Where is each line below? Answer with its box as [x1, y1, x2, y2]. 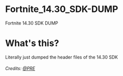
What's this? [5, 37, 59, 49]
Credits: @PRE [5, 65, 35, 71]
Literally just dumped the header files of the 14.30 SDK [5, 54, 118, 60]
